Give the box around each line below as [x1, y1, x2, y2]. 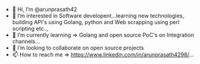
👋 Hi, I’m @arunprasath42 [12, 6, 78, 13]
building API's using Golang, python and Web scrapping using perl [12, 19, 180, 25]
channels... [12, 38, 40, 45]
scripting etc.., [12, 25, 49, 32]
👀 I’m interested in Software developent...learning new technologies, [12, 12, 185, 19]
